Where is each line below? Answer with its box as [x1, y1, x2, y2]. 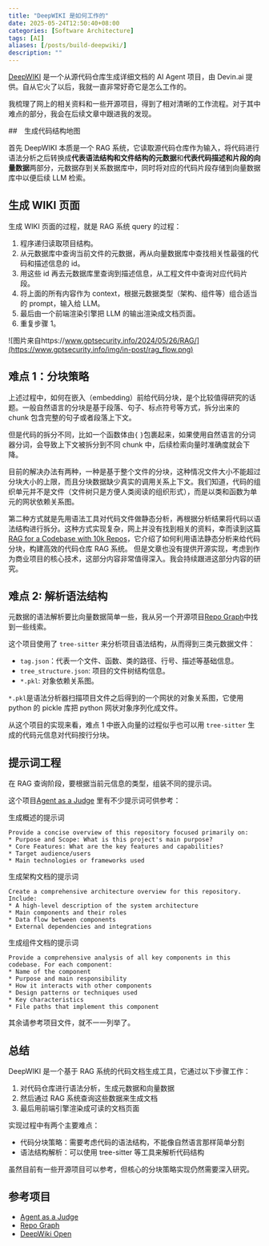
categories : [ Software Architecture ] [8, 26, 134, 34]
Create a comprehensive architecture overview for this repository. [8, 888, 242, 896]
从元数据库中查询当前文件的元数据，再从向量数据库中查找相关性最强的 [19, 248, 252, 258]
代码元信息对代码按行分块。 [22, 730, 114, 740]
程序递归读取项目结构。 [19, 238, 98, 248]
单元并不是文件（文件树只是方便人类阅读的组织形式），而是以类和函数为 [14, 486, 251, 496]
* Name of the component [8, 968, 91, 976]
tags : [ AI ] [8, 34, 45, 42]
